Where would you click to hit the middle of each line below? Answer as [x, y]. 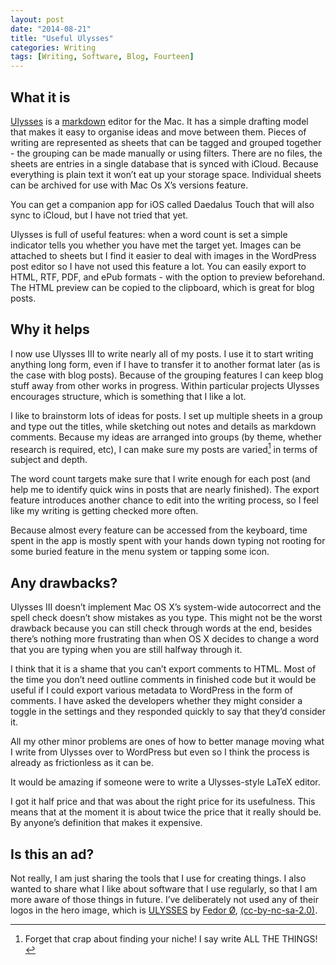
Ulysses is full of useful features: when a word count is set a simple [149, 234]
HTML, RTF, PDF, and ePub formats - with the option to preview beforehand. [167, 277]
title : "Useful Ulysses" [62, 38]
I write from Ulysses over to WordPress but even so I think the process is [160, 752]
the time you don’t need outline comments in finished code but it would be [163, 680]
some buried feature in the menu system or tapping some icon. [140, 552]
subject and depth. [49, 460]
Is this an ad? [52, 854]
